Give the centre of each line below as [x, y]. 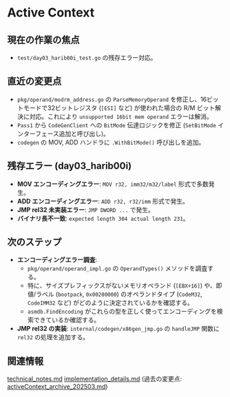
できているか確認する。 [67, 320]
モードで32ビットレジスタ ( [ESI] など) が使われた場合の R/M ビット [119, 107]
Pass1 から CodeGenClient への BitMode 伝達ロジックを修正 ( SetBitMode [117, 125]
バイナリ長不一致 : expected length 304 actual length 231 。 [103, 218]
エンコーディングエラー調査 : [57, 260]
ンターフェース [38, 133]
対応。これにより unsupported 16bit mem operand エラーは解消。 [121, 116]
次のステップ [34, 242]
